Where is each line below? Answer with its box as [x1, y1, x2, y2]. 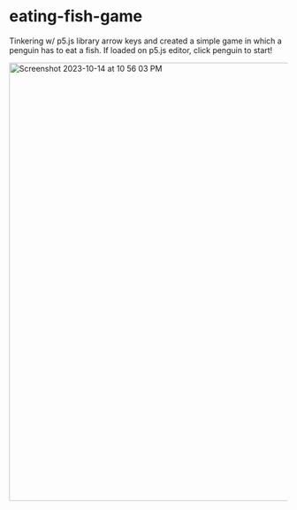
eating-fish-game [9, 6, 143, 27]
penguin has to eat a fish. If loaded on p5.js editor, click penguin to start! [9, 44, 273, 55]
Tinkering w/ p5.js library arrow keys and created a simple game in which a [9, 35, 283, 46]
